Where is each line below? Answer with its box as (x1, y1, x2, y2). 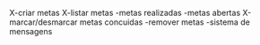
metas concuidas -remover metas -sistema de (79, 17, 251, 27)
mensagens (9, 26, 53, 36)
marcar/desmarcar (9, 17, 78, 27)
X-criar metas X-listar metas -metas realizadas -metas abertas (9, 8, 241, 18)
